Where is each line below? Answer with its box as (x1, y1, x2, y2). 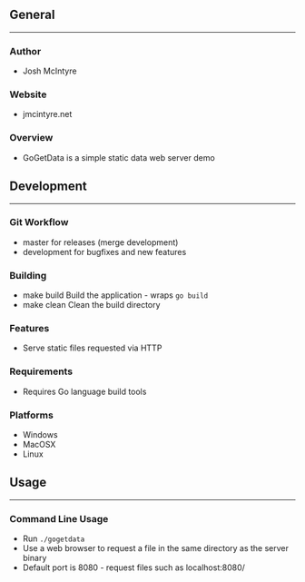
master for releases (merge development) (22, 236, 179, 248)
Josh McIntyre (22, 65, 77, 76)
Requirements (9, 365, 74, 378)
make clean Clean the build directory (22, 300, 161, 311)
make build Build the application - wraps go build (22, 290, 209, 301)
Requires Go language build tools (22, 386, 147, 397)
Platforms (9, 409, 54, 421)
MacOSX (22, 439, 56, 449)
